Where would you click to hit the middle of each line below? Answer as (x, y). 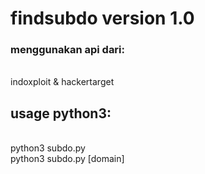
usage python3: (61, 113)
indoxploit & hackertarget (62, 82)
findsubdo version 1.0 (102, 18)
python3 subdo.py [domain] (67, 159)
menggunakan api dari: (68, 50)
